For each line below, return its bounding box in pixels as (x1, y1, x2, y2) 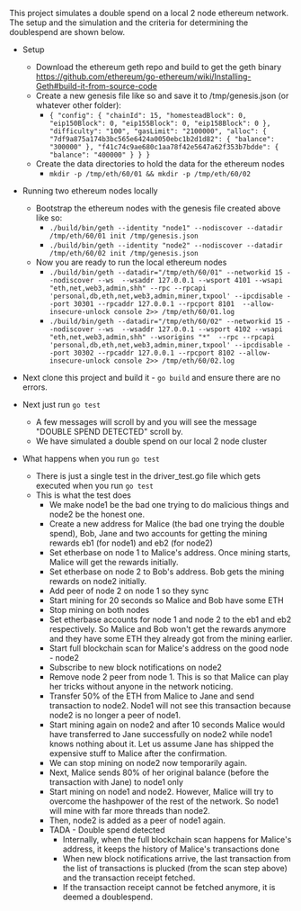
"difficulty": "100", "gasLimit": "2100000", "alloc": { (49, 127, 267, 136)
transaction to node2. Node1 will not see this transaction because (49, 700, 292, 710)
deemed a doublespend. (62, 891, 154, 902)
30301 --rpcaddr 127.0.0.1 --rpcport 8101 (73, 300, 235, 309)
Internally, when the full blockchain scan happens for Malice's (62, 834, 292, 844)
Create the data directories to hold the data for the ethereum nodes (35, 158, 285, 169)
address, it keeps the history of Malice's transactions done (62, 843, 280, 854)
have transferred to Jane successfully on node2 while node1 (49, 729, 272, 739)
